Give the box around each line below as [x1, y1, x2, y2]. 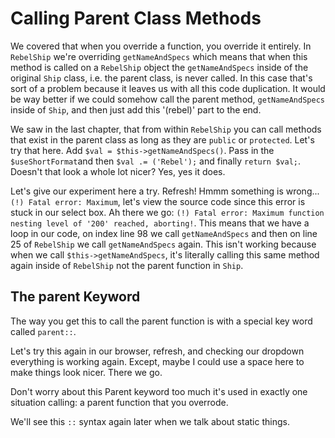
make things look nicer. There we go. [10, 366, 163, 378]
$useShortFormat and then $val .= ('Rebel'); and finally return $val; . [10, 155, 302, 167]
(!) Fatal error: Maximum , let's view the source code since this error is [10, 195, 306, 207]
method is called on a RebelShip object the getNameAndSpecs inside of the [10, 61, 309, 73]
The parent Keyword [10, 288, 141, 306]
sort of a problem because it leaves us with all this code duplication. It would [10, 82, 326, 94]
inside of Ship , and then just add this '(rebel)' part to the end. [10, 103, 262, 116]
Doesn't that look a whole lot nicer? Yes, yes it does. [10, 165, 226, 177]
